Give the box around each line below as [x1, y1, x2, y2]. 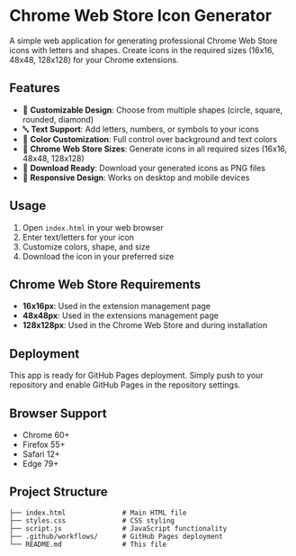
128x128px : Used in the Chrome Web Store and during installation [22, 320, 268, 331]
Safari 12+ [22, 449, 60, 460]
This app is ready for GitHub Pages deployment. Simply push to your [9, 370, 264, 381]
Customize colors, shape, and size [22, 241, 150, 252]
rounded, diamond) [22, 114, 94, 124]
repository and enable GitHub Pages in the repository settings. [9, 379, 241, 390]
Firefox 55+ [22, 439, 66, 450]
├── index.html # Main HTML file [9, 508, 187, 517]
